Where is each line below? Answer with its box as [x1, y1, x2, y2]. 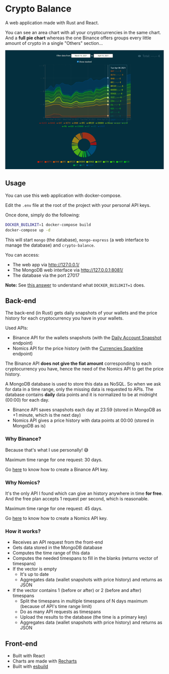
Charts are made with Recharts [12, 658, 77, 664]
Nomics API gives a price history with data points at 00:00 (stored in [12, 417, 154, 423]
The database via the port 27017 [12, 272, 79, 278]
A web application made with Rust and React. [5, 20, 99, 26]
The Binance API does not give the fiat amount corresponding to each [5, 360, 152, 366]
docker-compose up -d [5, 228, 51, 233]
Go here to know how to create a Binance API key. [5, 466, 109, 472]
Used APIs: [5, 325, 29, 331]
